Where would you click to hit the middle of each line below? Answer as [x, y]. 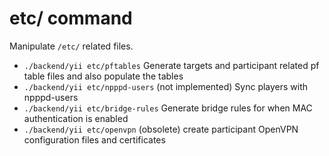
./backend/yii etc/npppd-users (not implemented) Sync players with [166, 86]
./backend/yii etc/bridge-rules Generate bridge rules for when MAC [168, 108]
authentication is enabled [76, 118]
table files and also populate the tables [103, 76]
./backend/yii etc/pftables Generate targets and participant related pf [171, 65]
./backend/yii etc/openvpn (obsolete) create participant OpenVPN [161, 129]
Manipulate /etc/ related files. [71, 46]
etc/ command [71, 18]
